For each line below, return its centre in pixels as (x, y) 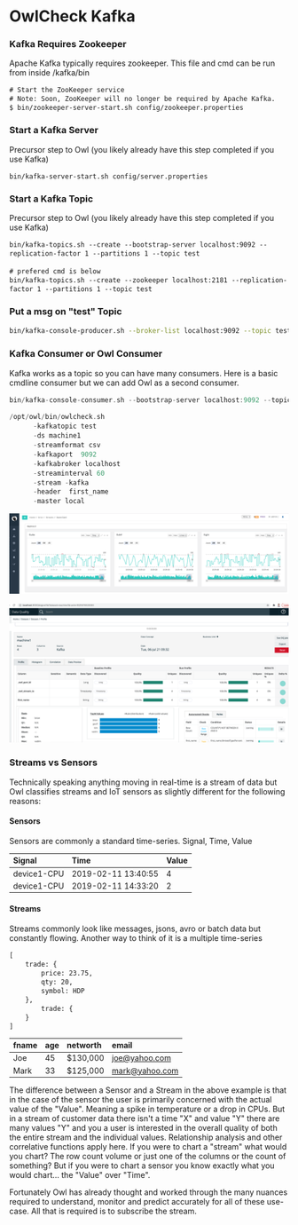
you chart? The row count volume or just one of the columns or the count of (148, 1157)
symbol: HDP (63, 991)
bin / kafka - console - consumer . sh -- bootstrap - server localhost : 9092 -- (141, 400)
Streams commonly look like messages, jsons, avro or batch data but (135, 929)
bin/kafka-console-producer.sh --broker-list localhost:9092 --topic (141, 331)
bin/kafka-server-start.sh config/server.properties (109, 176)
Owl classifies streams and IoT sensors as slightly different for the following (147, 791)
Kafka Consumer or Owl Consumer (86, 354)
